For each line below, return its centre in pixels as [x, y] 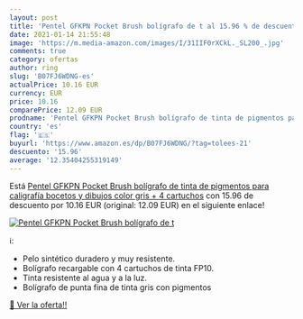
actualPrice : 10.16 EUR [54, 85]
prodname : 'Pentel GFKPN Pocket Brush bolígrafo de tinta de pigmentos [147, 118]
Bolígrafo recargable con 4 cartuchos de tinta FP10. [118, 268]
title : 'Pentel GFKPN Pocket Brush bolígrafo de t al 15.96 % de [134, 26]
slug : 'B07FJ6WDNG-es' [52, 77]
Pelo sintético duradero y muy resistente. [99, 259]
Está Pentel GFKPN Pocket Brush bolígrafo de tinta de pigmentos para [139, 186]
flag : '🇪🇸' [32, 135]
